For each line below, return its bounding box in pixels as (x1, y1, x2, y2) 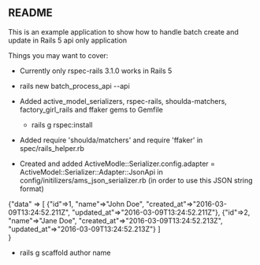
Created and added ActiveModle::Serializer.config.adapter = (19, 159, 215, 168)
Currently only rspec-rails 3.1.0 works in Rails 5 (19, 66, 173, 75)
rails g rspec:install (31, 120, 93, 129)
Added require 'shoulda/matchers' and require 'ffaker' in (19, 135, 203, 145)
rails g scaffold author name (19, 248, 111, 257)
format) (19, 184, 45, 193)
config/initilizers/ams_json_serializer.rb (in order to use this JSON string (19, 175, 254, 185)
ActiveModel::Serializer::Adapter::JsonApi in (19, 167, 163, 176)
